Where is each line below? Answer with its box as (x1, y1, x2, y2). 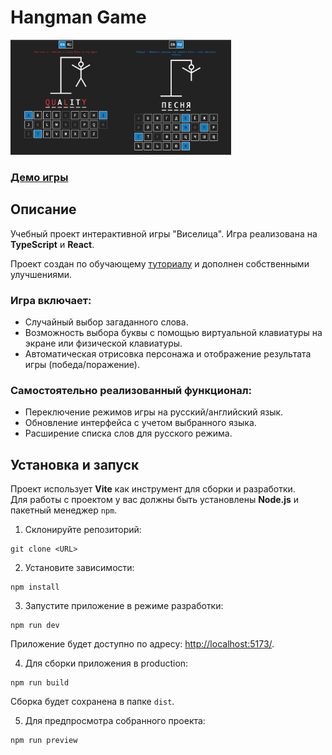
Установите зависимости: (24, 562, 135, 574)
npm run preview (10, 736, 78, 746)
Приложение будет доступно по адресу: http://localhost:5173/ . (10, 638, 275, 650)
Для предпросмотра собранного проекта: (24, 715, 206, 727)
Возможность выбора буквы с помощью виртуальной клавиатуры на (24, 327, 323, 339)
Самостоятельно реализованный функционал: (10, 384, 252, 397)
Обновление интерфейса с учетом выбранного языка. (24, 417, 257, 429)
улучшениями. (10, 268, 73, 280)
